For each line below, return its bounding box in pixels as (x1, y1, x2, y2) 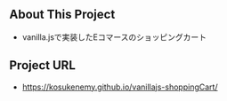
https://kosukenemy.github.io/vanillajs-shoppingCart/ (21, 82, 218, 92)
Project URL (9, 58, 76, 74)
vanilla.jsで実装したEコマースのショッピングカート (21, 31, 207, 43)
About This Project (9, 7, 116, 22)
